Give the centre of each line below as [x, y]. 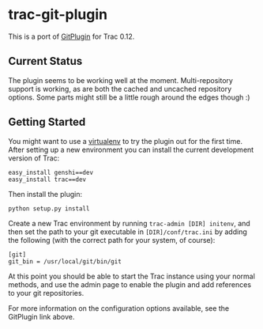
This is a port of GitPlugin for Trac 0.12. [71, 36]
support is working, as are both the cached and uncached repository [120, 89]
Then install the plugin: [45, 194]
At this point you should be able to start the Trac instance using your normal [131, 276]
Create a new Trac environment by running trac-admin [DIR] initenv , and [129, 223]
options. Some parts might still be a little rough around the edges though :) [129, 97]
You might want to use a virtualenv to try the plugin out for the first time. [126, 141]
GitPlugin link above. [41, 316]
